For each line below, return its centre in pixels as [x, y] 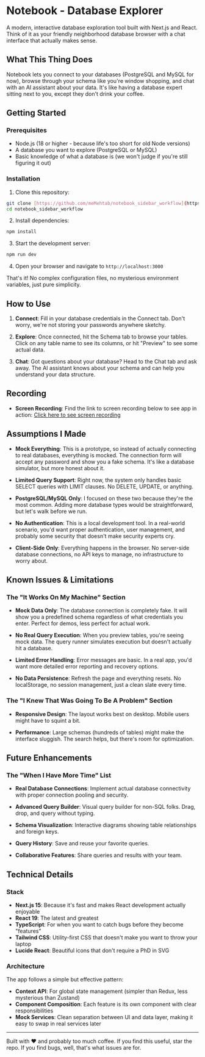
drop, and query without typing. [55, 813]
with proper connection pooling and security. [72, 795]
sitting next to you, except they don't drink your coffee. [75, 94]
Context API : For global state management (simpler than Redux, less [101, 991]
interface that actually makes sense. [52, 40]
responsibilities [34, 1011]
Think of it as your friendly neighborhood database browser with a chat [96, 34]
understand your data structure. [55, 374]
